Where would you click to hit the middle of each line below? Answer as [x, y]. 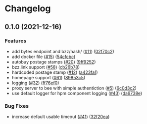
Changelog [28, 9]
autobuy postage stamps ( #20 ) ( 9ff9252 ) [54, 62]
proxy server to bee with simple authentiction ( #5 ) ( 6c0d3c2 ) [74, 88]
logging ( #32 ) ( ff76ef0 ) [35, 83]
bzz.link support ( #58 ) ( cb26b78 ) [46, 67]
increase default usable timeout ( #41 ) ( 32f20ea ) [61, 117]
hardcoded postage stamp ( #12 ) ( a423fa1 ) [55, 72]
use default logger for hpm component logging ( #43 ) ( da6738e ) [77, 93]
